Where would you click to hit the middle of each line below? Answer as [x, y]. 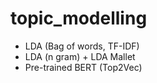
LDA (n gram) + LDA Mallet [80, 56]
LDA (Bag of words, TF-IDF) [82, 46]
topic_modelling [79, 18]
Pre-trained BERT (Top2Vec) [83, 67]
